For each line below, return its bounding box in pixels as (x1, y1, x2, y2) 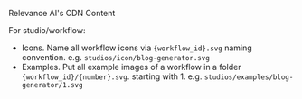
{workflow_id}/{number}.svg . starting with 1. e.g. (21, 71, 203, 82)
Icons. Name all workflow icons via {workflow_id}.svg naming (21, 42, 252, 53)
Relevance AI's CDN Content (8, 8, 116, 18)
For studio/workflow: (8, 25, 86, 35)
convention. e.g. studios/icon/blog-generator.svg (21, 52, 210, 62)
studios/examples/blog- (203, 73, 294, 82)
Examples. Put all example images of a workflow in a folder (21, 62, 241, 72)
